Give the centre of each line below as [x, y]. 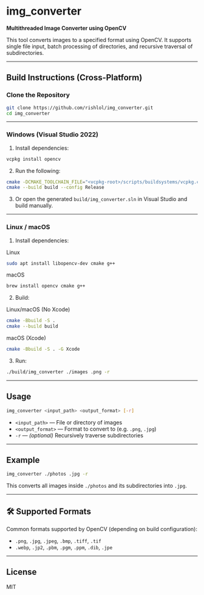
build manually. [34, 206]
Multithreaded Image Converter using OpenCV [66, 28]
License [22, 572]
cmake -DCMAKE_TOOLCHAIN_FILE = [46, 182]
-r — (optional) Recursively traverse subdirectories [79, 435]
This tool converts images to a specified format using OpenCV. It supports [99, 40]
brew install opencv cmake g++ [46, 286]
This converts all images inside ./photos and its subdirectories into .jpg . [97, 486]
